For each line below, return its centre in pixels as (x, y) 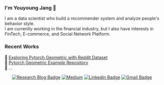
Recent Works (22, 47)
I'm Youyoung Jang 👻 (30, 8)
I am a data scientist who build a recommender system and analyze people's (82, 19)
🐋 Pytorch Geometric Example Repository (47, 63)
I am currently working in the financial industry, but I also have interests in (79, 29)
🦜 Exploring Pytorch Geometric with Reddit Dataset (56, 57)
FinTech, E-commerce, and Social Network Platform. (58, 34)
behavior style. (20, 23)
